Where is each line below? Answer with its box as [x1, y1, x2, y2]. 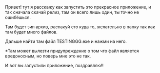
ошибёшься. [5, 15, 31, 20]
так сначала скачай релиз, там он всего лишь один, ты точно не [5, 9, 139, 15]
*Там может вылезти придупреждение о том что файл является [5, 48, 139, 54]
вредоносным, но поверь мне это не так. [5, 53, 91, 59]
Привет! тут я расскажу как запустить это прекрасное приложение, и [5, 4, 151, 10]
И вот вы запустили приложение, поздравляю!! [5, 63, 104, 68]
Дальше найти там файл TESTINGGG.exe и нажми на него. [5, 38, 127, 44]
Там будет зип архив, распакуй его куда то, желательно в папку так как [5, 24, 155, 30]
